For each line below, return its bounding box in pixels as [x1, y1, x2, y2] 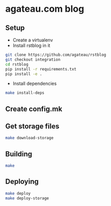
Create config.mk [5, 104, 62, 113]
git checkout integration [5, 57, 60, 62]
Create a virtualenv [12, 37, 53, 43]
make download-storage [5, 135, 54, 141]
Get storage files [5, 122, 60, 131]
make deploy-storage [5, 195, 50, 201]
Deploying [5, 177, 39, 186]
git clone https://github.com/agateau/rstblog [5, 52, 106, 57]
